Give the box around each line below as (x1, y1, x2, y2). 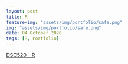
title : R (6, 14, 28, 20)
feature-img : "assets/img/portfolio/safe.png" (6, 19, 123, 25)
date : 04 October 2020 (6, 30, 62, 36)
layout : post (6, 8, 38, 15)
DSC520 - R (6, 52, 35, 58)
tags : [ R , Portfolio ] (6, 35, 60, 41)
